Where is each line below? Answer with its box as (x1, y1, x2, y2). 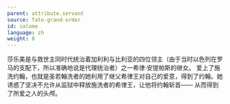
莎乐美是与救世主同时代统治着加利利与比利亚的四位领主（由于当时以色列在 (7, 55, 217, 64)
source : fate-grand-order (7, 16, 81, 23)
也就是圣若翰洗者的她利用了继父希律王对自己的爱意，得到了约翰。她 (30, 73, 223, 81)
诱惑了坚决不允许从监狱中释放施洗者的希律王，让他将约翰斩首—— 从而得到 (7, 81, 219, 89)
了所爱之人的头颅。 (7, 90, 62, 98)
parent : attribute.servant (7, 10, 84, 17)
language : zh (7, 29, 44, 36)
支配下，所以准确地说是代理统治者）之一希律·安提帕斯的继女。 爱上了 (18, 64, 214, 72)
